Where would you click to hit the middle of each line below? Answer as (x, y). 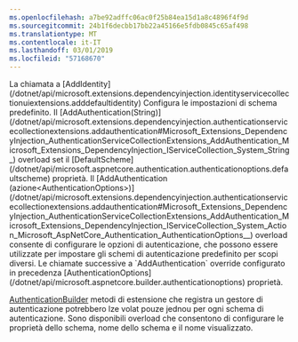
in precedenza (36, 273)
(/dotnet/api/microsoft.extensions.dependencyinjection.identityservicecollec (149, 93)
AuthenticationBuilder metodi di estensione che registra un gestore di (137, 299)
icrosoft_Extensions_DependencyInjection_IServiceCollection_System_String (149, 150)
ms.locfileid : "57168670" (57, 59)
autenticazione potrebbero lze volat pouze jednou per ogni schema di (137, 309)
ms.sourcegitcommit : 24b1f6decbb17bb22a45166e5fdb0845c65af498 (129, 26)
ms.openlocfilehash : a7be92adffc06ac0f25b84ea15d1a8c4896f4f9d (129, 17)
